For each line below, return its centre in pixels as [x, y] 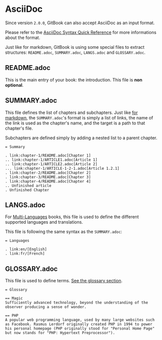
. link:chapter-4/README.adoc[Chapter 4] [48, 181]
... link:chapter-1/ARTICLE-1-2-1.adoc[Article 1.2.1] [62, 168]
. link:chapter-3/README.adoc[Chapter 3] [48, 177]
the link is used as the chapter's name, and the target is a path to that [75, 123]
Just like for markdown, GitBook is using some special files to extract [75, 47]
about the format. [23, 38]
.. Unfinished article [28, 186]
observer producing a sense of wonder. [46, 307]
